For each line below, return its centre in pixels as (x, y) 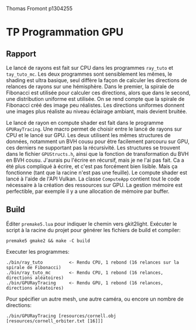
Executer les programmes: (38, 251)
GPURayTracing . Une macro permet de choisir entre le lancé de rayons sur (94, 129)
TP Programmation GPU (65, 32)
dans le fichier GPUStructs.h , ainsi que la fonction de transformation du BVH (97, 154)
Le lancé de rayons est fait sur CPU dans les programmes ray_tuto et (90, 68)
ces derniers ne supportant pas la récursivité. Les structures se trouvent (93, 148)
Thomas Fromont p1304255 (39, 8)
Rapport (21, 54)
